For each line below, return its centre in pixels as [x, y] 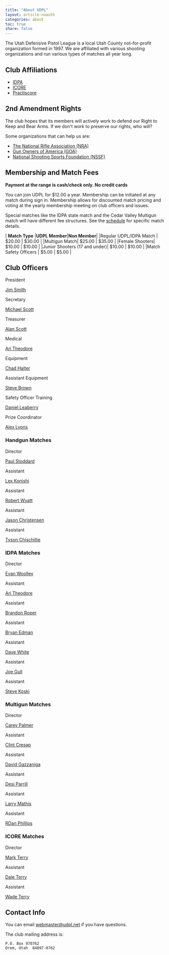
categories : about [24, 19]
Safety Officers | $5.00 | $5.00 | [38, 252]
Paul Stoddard [20, 461]
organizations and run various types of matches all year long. [69, 54]
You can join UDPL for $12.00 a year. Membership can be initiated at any [80, 194]
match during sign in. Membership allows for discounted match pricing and [83, 200]
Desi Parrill [16, 784]
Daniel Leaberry [22, 408]
